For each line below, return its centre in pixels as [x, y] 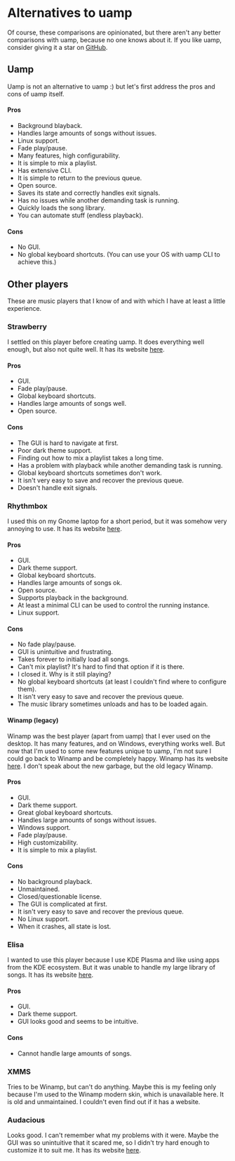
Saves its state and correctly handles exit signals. [89, 193]
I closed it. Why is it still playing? [64, 674]
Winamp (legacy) [33, 720]
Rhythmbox [27, 506]
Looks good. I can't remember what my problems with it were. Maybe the [113, 1135]
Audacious [26, 1120]
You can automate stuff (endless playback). [80, 215]
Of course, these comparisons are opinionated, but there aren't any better [114, 32]
